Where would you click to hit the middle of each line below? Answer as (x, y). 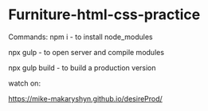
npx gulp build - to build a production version (82, 67)
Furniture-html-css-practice (104, 15)
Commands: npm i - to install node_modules (80, 37)
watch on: (25, 83)
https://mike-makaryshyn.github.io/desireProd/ (86, 98)
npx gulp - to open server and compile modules (86, 52)
